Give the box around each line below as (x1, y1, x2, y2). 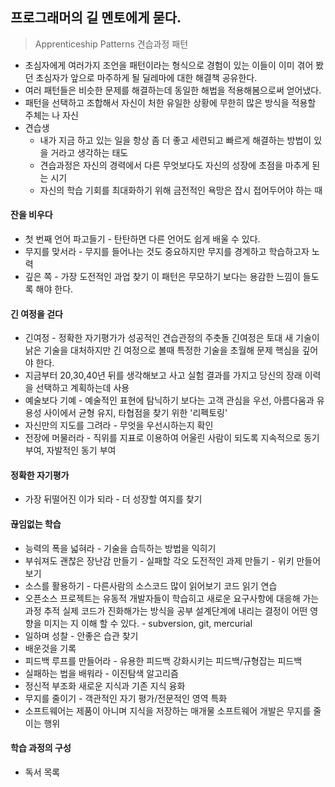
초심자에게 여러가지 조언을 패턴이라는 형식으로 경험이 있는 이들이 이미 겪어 (24, 59, 314, 71)
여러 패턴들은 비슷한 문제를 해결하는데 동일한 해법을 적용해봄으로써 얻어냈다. (24, 84, 322, 96)
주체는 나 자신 (24, 109, 79, 121)
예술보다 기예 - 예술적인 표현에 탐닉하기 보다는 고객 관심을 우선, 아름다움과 (24, 394, 315, 407)
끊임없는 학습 (10, 518, 62, 530)
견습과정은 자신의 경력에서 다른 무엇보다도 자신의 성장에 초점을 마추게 (39, 159, 310, 171)
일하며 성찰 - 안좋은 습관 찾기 (24, 629, 139, 642)
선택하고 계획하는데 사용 (35, 382, 130, 394)
